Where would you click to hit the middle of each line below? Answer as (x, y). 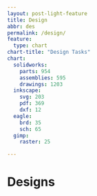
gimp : (21, 135)
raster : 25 (35, 142)
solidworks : (31, 65)
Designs (31, 182)
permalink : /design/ (37, 33)
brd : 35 (30, 122)
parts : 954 (35, 71)
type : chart (31, 46)
